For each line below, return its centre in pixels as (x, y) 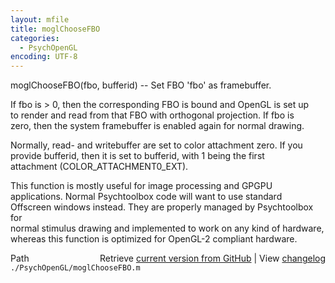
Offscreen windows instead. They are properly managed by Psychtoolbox (162, 207)
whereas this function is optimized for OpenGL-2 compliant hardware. (154, 239)
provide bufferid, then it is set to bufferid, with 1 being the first (137, 156)
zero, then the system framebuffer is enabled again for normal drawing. (157, 126)
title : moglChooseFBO (55, 29)
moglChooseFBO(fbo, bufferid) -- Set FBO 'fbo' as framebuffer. (141, 85)
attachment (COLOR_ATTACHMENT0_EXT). (99, 167)
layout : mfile (40, 19)
